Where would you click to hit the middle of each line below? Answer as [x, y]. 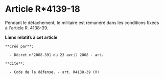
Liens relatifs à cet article [31, 37]
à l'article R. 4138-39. [27, 27]
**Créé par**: [20, 46]
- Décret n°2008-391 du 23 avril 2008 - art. [57, 55]
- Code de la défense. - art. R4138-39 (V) [54, 72]
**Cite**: [15, 63]
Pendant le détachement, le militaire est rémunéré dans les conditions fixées [82, 23]
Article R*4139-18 [43, 9]
